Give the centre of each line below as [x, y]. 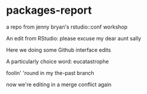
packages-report [49, 10]
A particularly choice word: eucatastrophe [57, 61]
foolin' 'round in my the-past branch [50, 73]
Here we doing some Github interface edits [59, 50]
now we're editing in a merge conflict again [59, 84]
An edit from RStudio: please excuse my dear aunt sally [73, 38]
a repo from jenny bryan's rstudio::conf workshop [67, 27]
